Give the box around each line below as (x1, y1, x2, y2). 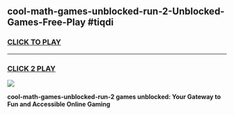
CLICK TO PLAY (7, 38, 61, 47)
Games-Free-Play (7, 17, 86, 29)
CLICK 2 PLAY (7, 63, 56, 73)
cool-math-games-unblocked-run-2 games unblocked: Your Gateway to (7, 92, 221, 100)
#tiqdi (87, 17, 114, 29)
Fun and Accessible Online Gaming (7, 100, 111, 108)
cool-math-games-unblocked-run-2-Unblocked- (7, 6, 225, 17)
